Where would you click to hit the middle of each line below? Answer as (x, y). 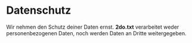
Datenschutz (39, 10)
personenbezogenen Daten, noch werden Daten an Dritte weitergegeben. (96, 33)
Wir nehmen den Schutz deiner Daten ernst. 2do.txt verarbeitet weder (93, 27)
